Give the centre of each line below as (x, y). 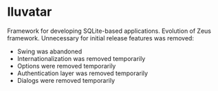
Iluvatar (30, 12)
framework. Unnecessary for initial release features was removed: (101, 38)
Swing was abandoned (50, 51)
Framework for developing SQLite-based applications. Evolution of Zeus (109, 31)
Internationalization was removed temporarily (81, 58)
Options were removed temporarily (66, 66)
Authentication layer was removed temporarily (83, 73)
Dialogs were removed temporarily (66, 80)
